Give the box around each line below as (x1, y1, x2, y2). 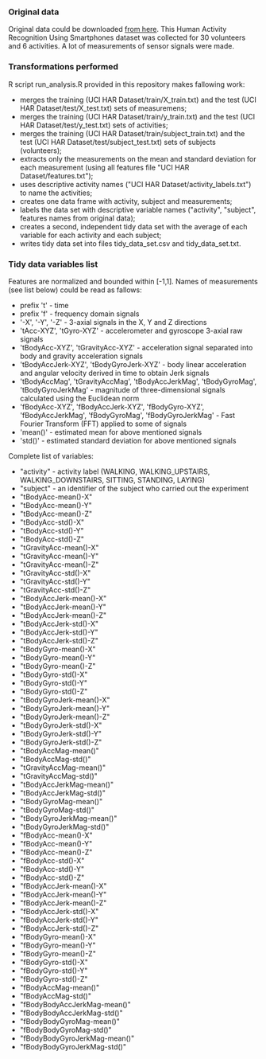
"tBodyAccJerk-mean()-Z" (19, 610, 107, 619)
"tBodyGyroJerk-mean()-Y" (19, 703, 110, 713)
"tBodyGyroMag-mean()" (19, 796, 103, 806)
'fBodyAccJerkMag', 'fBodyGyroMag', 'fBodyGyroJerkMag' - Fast (19, 410, 236, 420)
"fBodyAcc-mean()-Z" (19, 847, 93, 857)
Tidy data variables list (8, 258, 98, 269)
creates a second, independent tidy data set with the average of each (19, 221, 248, 231)
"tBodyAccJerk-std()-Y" (19, 627, 98, 637)
